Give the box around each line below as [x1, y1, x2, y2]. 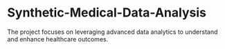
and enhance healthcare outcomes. [7, 35, 109, 43]
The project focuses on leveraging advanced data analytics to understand [7, 28, 218, 36]
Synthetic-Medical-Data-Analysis [7, 5, 206, 21]
